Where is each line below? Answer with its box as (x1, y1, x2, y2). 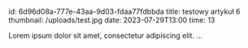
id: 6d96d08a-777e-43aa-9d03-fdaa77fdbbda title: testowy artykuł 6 (8, 7, 241, 16)
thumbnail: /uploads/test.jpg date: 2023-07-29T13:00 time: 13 (8, 15, 215, 25)
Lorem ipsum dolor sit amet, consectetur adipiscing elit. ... (8, 31, 203, 40)
